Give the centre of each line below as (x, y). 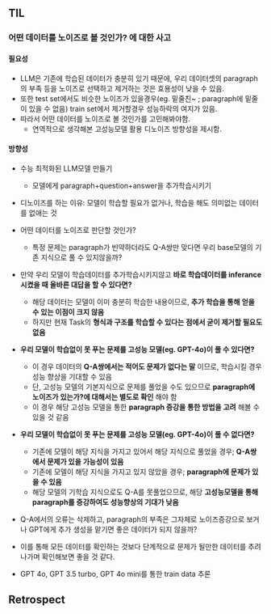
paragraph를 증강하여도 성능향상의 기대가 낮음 (105, 502)
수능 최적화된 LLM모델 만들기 (66, 168)
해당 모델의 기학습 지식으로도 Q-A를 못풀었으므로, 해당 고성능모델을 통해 (145, 492)
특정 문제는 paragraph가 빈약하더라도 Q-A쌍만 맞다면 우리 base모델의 (143, 247)
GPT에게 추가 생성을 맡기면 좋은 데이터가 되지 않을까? (113, 529)
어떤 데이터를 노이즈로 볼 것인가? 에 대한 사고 (90, 38)
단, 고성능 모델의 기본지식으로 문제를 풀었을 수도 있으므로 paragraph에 (144, 387)
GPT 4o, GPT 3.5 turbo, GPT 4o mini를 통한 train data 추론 (115, 574)
